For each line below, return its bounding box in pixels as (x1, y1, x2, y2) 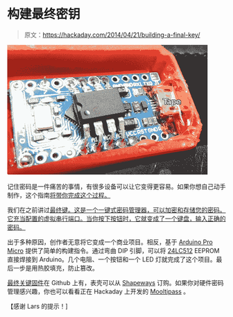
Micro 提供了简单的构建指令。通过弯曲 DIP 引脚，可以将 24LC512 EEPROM (7, 246, 220, 255)
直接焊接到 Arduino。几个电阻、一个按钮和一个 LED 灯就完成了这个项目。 (7, 255, 216, 264)
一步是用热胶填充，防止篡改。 (12, 264, 98, 272)
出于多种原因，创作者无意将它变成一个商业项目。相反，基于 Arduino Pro (7, 237, 213, 246)
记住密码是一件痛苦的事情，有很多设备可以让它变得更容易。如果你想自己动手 (7, 182, 226, 191)
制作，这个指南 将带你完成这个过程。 (7, 191, 111, 199)
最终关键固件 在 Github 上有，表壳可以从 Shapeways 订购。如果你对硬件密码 (7, 278, 224, 286)
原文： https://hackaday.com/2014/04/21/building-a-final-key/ (24, 31, 200, 39)
